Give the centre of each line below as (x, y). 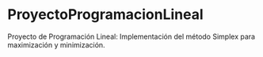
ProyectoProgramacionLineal (105, 15)
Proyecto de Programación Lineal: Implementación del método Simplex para (131, 36)
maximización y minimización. (56, 44)
